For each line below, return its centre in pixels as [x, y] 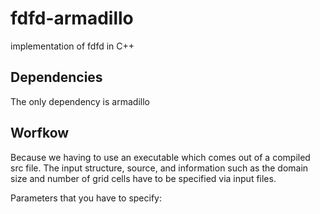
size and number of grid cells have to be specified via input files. [143, 178]
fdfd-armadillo [72, 18]
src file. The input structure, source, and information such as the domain [159, 168]
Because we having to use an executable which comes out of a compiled [160, 157]
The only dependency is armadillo [80, 101]
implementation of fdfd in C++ [72, 46]
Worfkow [40, 133]
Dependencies [56, 77]
